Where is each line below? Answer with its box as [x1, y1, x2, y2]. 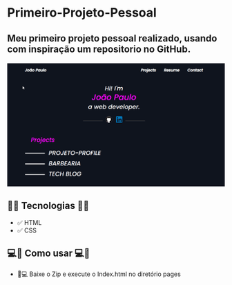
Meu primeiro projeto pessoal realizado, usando [7, 33, 217, 44]
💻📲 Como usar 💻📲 [7, 248, 90, 259]
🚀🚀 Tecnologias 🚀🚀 [7, 200, 90, 212]
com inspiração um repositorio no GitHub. [7, 43, 191, 55]
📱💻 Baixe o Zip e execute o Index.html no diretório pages [17, 270, 181, 278]
